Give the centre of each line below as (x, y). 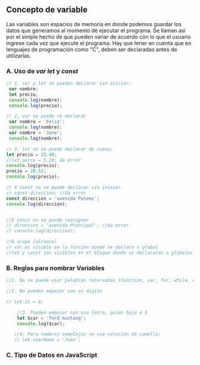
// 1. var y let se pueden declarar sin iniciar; (69, 84)
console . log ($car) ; (41, 323)
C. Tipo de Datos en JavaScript (52, 355)
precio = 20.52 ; (26, 171)
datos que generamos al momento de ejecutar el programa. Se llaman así (96, 30)
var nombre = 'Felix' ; (37, 122)
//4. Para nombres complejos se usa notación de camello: (87, 334)
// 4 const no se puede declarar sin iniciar (63, 188)
